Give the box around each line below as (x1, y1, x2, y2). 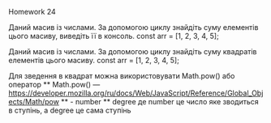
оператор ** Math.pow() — (8, 80, 101, 89)
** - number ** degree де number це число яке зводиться (60, 97, 260, 106)
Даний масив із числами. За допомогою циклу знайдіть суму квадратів (8, 47, 257, 56)
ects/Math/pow (8, 97, 59, 106)
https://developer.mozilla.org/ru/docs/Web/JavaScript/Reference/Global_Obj (8, 88, 264, 98)
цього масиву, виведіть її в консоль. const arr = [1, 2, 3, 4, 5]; (8, 32, 219, 40)
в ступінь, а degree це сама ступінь (8, 105, 131, 115)
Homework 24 (8, 7, 57, 16)
